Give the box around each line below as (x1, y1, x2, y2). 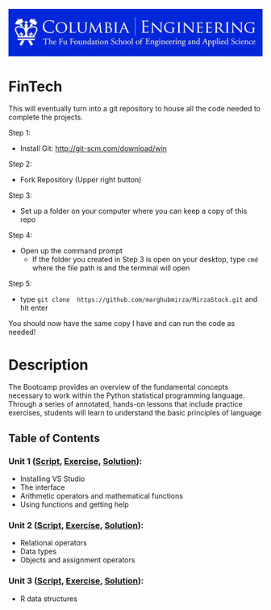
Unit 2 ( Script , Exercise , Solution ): (8, 520, 144, 531)
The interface (19, 482, 65, 492)
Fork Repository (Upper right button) (19, 175, 142, 185)
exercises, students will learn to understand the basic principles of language (8, 408, 262, 418)
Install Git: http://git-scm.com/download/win (19, 144, 168, 153)
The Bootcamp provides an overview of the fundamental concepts (8, 382, 229, 392)
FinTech (8, 77, 63, 95)
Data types (19, 546, 57, 557)
